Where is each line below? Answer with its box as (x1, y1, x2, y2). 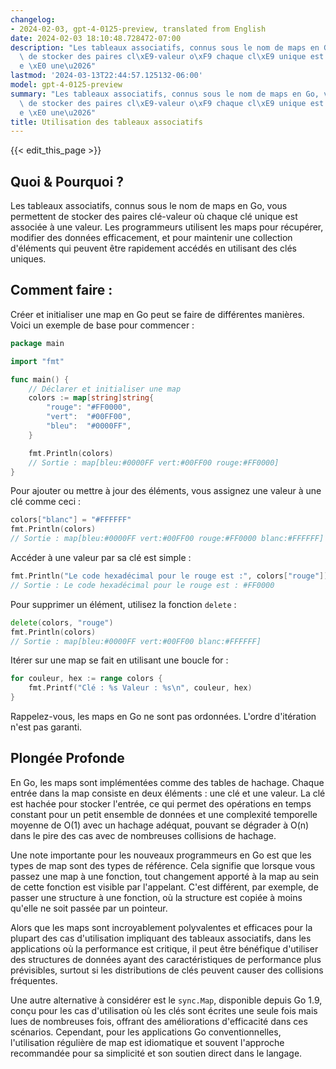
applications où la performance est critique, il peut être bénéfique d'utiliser (10, 942, 319, 955)
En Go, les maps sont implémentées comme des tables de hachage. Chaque (10, 776, 325, 788)
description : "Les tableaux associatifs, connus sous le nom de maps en (10, 42, 320, 53)
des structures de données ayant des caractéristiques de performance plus (10, 953, 322, 965)
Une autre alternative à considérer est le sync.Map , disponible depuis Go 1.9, (10, 994, 323, 1006)
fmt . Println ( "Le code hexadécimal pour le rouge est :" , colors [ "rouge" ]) (10, 571, 329, 581)
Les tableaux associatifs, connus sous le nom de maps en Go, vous (10, 200, 288, 212)
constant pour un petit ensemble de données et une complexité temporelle (10, 808, 318, 820)
